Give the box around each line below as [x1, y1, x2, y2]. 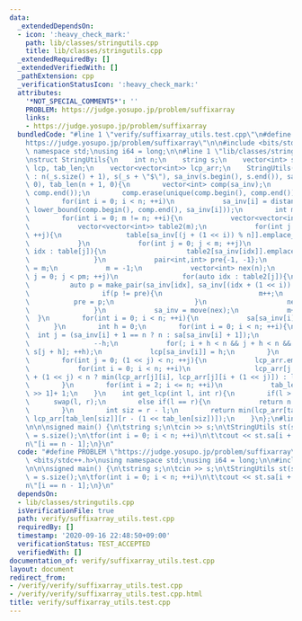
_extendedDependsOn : [17, 22, 94, 31]
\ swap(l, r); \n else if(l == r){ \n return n [25, 397, 292, 407]
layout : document [9, 564, 75, 573]
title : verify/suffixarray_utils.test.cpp [9, 599, 171, 608]
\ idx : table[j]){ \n [25, 247, 106, 256]
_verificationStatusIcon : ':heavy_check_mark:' [17, 80, 200, 89]
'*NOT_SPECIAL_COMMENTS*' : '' [25, 96, 139, 106]
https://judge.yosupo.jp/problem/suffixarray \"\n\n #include [25, 138, 255, 147]
